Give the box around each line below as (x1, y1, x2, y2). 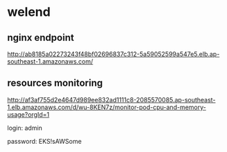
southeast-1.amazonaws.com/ (7, 57, 94, 66)
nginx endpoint (7, 32, 74, 44)
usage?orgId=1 (7, 110, 50, 118)
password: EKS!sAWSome (7, 137, 82, 145)
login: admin (7, 124, 43, 132)
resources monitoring (7, 77, 103, 89)
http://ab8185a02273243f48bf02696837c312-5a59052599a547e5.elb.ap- (7, 50, 220, 58)
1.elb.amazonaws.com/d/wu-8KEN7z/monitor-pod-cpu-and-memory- (7, 103, 206, 111)
